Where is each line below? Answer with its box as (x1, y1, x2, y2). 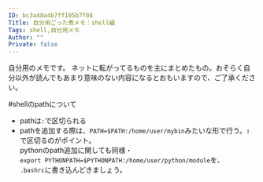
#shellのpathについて (8, 100, 77, 109)
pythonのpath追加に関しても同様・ (19, 146, 133, 155)
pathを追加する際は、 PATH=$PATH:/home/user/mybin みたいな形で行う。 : (19, 126, 250, 136)
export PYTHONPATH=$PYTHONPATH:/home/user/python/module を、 (19, 155, 224, 165)
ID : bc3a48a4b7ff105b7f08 (8, 11, 93, 20)
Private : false (8, 41, 58, 49)
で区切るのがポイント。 (19, 136, 96, 145)
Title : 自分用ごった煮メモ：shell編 (8, 19, 116, 27)
